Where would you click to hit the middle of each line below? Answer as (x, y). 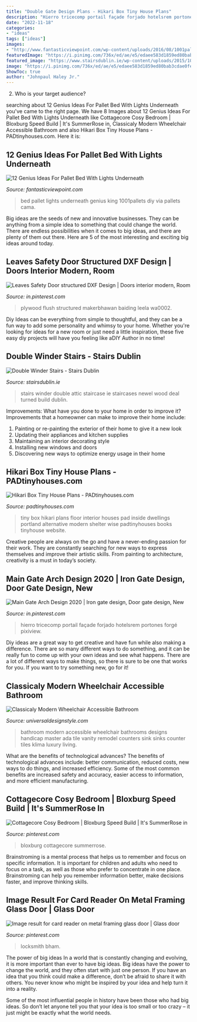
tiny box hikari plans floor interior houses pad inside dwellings (95, 518)
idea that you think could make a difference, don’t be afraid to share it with (96, 976)
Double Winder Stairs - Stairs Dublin (74, 357)
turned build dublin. (44, 399)
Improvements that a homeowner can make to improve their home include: (96, 417)
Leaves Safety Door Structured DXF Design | (89, 262)
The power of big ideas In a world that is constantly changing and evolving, (97, 957)
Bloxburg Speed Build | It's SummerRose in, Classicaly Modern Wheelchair (96, 124)
